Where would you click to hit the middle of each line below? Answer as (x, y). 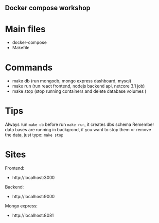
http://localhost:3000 (33, 178)
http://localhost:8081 (33, 215)
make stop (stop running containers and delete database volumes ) (79, 91)
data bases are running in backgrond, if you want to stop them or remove (78, 130)
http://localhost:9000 (33, 197)
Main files (25, 29)
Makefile (21, 48)
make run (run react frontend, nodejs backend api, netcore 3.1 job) (78, 86)
